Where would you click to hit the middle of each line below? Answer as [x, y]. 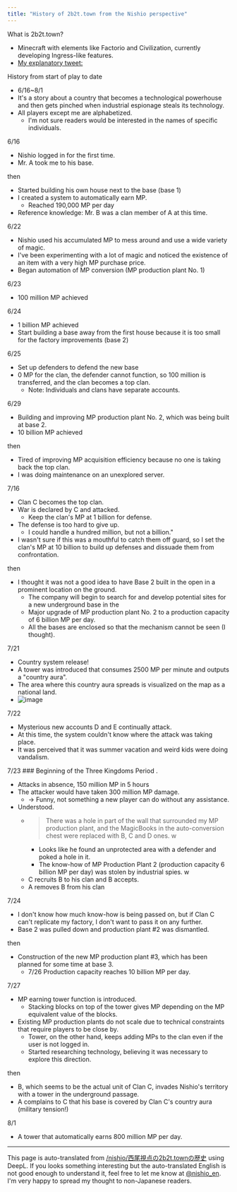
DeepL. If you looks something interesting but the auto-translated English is [117, 1165]
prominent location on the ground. [67, 589]
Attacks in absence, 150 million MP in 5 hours [83, 784]
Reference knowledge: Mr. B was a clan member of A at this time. [113, 212]
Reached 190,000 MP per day [71, 205]
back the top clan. [44, 467]
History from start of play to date [55, 76]
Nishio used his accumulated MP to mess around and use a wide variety [122, 240]
